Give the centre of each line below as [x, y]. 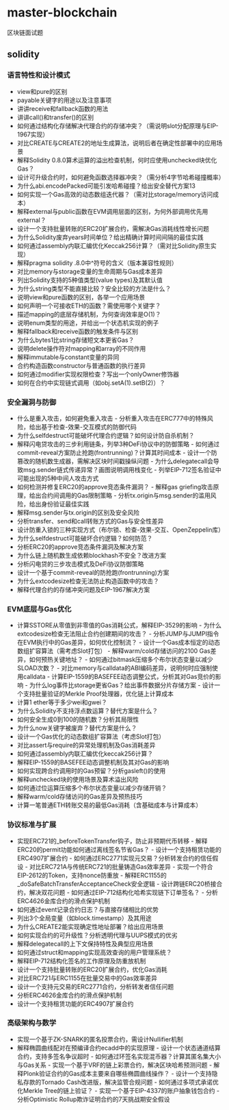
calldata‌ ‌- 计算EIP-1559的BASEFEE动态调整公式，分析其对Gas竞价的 [119, 677]
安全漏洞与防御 [32, 402]
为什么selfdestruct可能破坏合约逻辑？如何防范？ [85, 538]
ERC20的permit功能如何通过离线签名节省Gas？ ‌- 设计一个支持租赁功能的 [119, 849]
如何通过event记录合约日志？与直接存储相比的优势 [88, 909]
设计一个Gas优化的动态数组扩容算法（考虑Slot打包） [91, 737]
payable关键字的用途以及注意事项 [64, 100]
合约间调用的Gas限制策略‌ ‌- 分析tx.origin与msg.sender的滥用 [125, 495]
